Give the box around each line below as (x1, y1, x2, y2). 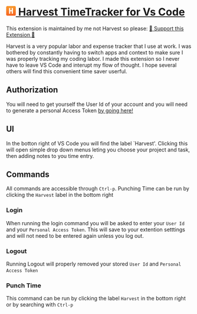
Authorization (6, 85, 58, 95)
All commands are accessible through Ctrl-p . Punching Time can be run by (6, 185, 190, 192)
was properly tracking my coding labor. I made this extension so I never (6, 55, 180, 62)
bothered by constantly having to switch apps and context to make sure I (6, 48, 183, 56)
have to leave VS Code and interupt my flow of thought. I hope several (6, 61, 177, 69)
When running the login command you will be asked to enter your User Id (6, 219, 185, 226)
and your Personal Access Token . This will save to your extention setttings (6, 226, 186, 233)
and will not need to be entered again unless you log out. (6, 232, 145, 239)
